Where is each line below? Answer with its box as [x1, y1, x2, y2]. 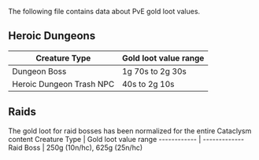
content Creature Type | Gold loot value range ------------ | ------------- [8, 134, 245, 144]
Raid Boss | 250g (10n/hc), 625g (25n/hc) [8, 143, 143, 152]
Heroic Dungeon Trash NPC [12, 78, 115, 89]
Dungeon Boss [12, 66, 67, 77]
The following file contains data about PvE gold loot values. [8, 7, 201, 16]
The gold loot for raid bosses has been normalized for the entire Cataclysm [8, 125, 252, 136]
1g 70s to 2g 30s [121, 66, 187, 77]
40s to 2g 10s [121, 78, 175, 89]
